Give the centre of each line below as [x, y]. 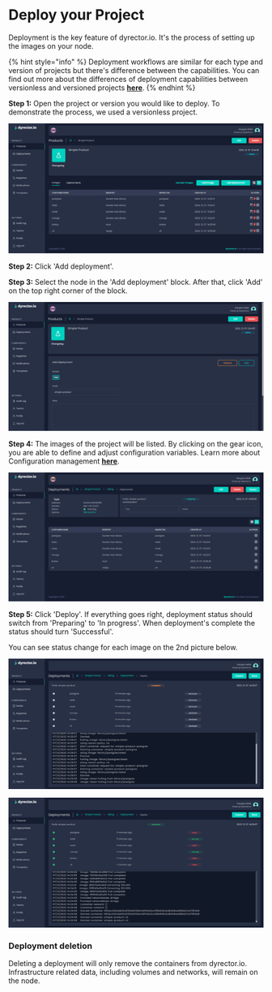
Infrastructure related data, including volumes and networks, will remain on [133, 973]
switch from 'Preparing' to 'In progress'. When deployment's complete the [132, 623]
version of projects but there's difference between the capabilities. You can [134, 70]
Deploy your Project [76, 15]
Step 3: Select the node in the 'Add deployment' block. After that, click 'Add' [136, 283]
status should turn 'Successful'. [61, 632]
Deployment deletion [51, 946]
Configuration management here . [64, 461]
